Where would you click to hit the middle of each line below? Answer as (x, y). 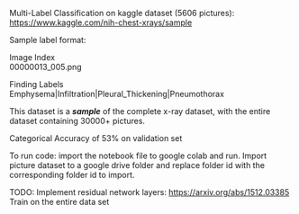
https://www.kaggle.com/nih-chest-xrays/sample (101, 22)
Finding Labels (36, 84)
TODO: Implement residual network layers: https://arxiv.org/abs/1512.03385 (149, 192)
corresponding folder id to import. (72, 175)
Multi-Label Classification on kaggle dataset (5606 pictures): (122, 13)
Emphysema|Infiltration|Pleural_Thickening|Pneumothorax (117, 94)
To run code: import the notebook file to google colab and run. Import (138, 156)
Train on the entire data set (59, 202)
